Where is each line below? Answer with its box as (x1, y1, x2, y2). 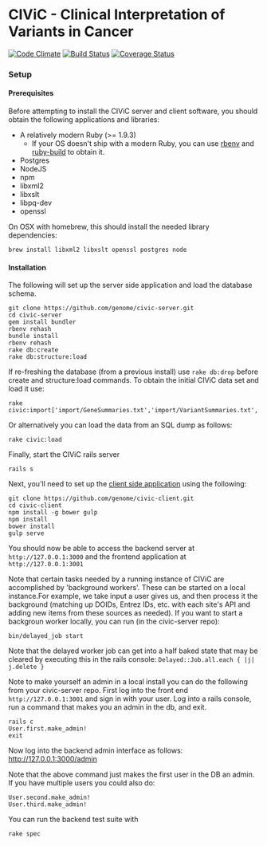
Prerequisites (8, 89, 54, 98)
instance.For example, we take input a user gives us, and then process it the (8, 592, 258, 601)
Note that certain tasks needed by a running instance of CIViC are (8, 574, 225, 584)
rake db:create (8, 346, 59, 354)
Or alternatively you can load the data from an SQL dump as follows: (8, 420, 233, 430)
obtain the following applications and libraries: (8, 115, 160, 124)
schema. (8, 289, 37, 298)
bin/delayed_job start (8, 632, 84, 640)
